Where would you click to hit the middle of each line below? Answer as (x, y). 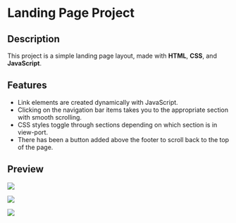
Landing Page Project (71, 13)
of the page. (35, 147)
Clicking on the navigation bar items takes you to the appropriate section (123, 110)
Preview (26, 169)
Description (33, 39)
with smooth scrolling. (50, 117)
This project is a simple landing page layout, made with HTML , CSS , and (112, 56)
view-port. (32, 132)
